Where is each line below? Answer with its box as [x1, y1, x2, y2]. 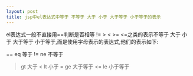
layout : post [6, 8, 38, 15]
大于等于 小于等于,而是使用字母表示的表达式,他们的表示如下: [12, 38, 158, 45]
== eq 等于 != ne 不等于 [6, 50, 64, 57]
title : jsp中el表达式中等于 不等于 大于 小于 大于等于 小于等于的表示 [6, 14, 161, 20]
